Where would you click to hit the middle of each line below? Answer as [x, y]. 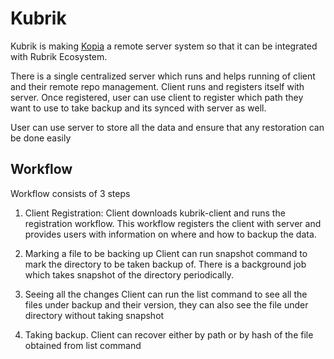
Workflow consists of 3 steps [70, 193]
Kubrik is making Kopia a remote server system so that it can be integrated [164, 46]
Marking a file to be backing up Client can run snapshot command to [166, 253]
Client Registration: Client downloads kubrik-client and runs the [155, 213]
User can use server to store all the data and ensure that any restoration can [167, 127]
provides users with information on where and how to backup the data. [170, 234]
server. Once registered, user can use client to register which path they [157, 97]
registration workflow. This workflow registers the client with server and [173, 223]
